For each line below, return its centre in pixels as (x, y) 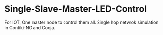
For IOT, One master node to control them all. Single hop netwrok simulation (81, 22)
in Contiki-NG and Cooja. (30, 27)
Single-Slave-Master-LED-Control (76, 9)
